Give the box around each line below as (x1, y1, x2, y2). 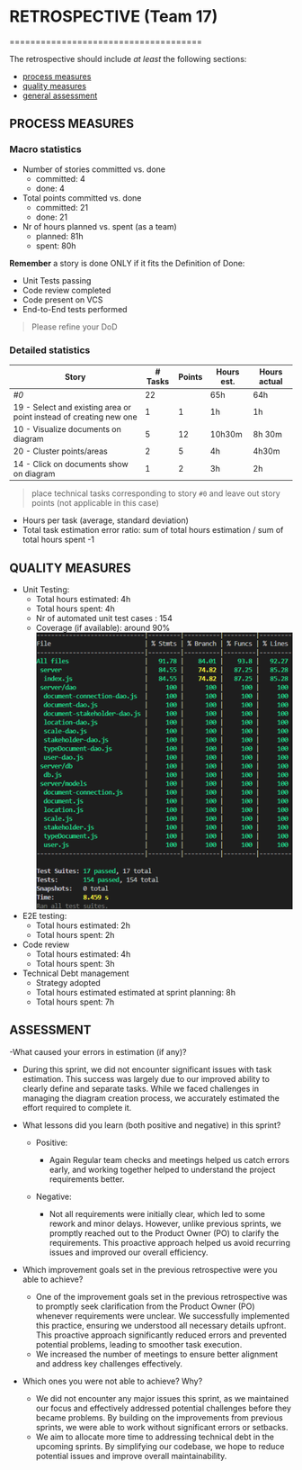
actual (259, 376, 283, 387)
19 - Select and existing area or (13, 401, 132, 412)
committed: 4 (35, 173, 85, 184)
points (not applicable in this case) (31, 498, 160, 509)
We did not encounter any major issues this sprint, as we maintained (35, 1393, 289, 1403)
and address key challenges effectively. (35, 1357, 182, 1369)
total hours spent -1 (22, 534, 95, 546)
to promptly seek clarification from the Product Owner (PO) (35, 1301, 255, 1312)
